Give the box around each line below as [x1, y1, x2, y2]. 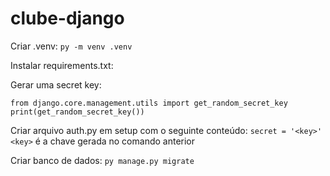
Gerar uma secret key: [10, 78, 102, 91]
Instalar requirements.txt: [10, 59, 114, 71]
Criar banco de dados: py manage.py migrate [10, 154, 195, 166]
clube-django [10, 7, 125, 30]
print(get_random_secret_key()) [10, 107, 145, 117]
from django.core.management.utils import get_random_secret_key [10, 98, 288, 108]
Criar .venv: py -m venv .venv [10, 40, 133, 52]
